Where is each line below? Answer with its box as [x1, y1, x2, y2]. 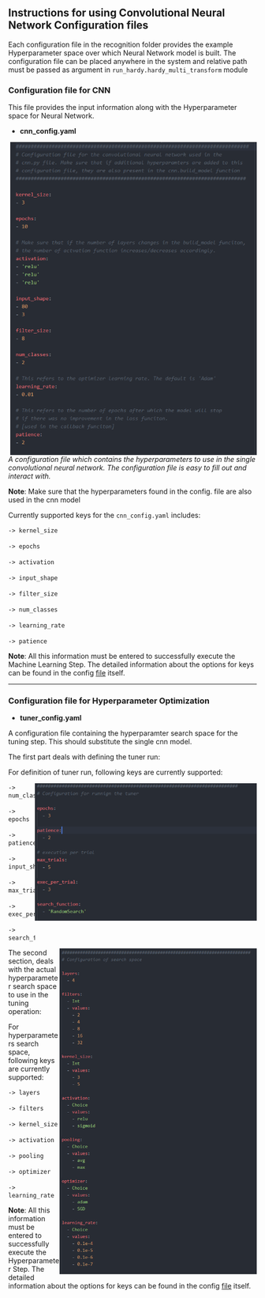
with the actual [8, 965, 57, 974]
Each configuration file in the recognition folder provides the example [8, 40, 233, 49]
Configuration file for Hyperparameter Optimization [8, 695, 211, 706]
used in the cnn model [8, 495, 81, 505]
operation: [8, 1007, 42, 1016]
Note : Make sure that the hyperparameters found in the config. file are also [8, 486, 252, 497]
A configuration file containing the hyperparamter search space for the [8, 728, 238, 738]
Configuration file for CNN [8, 85, 111, 96]
